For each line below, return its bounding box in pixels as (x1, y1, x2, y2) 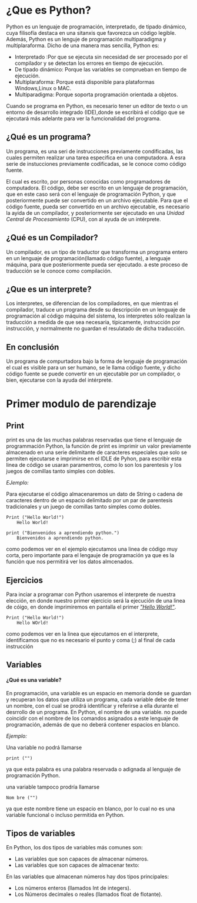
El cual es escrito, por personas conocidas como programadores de (6, 178, 171, 185)
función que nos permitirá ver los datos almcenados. (6, 558, 134, 565)
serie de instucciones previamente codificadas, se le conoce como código (6, 160, 186, 167)
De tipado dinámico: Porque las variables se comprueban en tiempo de (14, 66, 187, 73)
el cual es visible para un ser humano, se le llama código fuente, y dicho (6, 364, 181, 371)
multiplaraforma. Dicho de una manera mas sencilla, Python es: (6, 42, 159, 49)
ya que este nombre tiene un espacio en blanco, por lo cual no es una (6, 805, 175, 812)
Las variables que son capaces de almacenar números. (14, 855, 149, 862)
